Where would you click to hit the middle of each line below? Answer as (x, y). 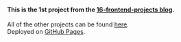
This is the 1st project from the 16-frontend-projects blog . (91, 9)
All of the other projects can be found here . (68, 24)
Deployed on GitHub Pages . (46, 32)
